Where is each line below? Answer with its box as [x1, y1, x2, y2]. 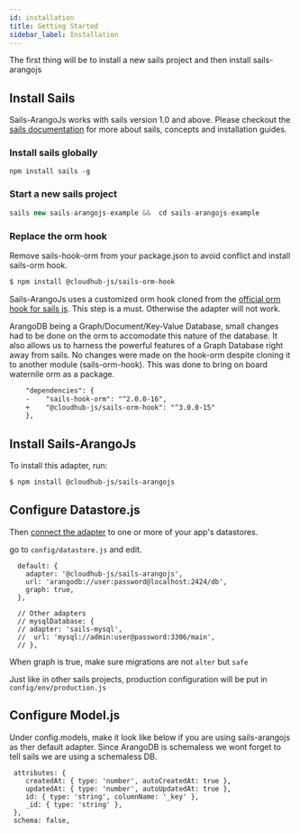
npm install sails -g [9, 167, 91, 176]
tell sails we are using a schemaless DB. [9, 751, 158, 762]
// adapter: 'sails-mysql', [17, 625, 123, 634]
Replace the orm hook [9, 229, 107, 242]
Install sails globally [9, 146, 98, 159]
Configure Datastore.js [9, 503, 141, 518]
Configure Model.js [9, 708, 120, 723]
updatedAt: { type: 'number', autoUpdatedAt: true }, [25, 784, 232, 793]
